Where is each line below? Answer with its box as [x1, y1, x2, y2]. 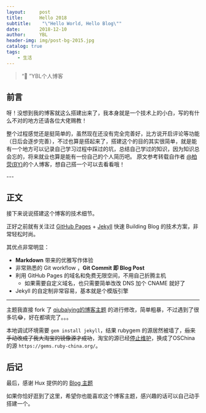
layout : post [6, 9, 51, 15]
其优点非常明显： [6, 244, 50, 251]
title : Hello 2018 [6, 15, 67, 21]
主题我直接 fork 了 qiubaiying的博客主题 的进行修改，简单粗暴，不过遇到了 [6, 306, 194, 314]
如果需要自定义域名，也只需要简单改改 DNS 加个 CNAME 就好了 [24, 280, 186, 287]
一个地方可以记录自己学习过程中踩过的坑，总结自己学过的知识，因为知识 [11, 145, 194, 153]
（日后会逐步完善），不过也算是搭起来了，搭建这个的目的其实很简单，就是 [6, 137, 192, 145]
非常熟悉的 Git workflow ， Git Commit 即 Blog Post [15, 264, 145, 272]
